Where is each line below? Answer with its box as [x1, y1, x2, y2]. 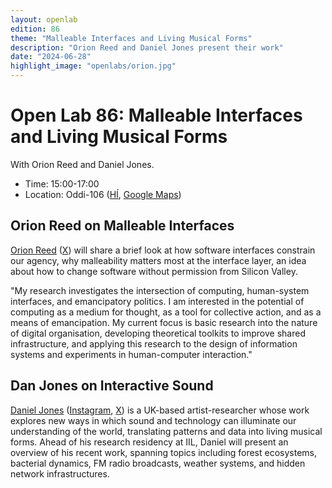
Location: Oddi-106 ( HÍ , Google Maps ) [24, 188, 182, 200]
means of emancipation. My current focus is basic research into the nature [10, 316, 318, 328]
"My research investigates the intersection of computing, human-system [10, 284, 310, 296]
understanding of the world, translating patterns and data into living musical [10, 425, 323, 437]
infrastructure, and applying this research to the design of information [10, 337, 298, 350]
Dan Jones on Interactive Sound [10, 377, 214, 395]
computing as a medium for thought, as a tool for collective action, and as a [10, 306, 322, 318]
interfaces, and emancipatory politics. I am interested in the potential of [10, 295, 305, 307]
